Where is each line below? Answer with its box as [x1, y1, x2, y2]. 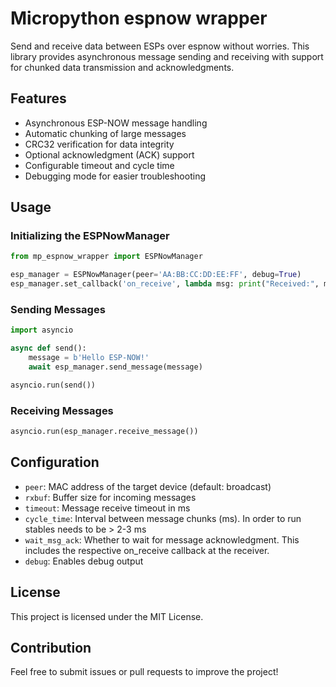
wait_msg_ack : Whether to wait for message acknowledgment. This [24, 533, 300, 546]
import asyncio [10, 325, 74, 336]
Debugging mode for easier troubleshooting [24, 170, 206, 182]
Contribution [10, 639, 92, 656]
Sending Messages [10, 302, 106, 316]
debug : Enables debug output [24, 555, 144, 567]
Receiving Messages [10, 403, 114, 417]
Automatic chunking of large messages [24, 127, 187, 139]
